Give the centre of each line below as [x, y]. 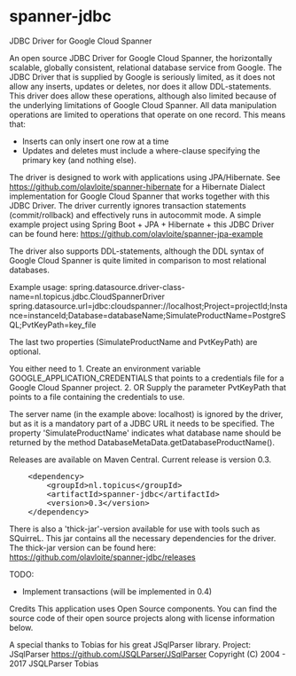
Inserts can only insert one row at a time [95, 141]
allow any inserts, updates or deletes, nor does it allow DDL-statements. [140, 86]
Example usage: [39, 287]
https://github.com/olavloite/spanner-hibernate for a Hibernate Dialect [137, 186]
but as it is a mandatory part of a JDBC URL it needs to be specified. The [142, 423]
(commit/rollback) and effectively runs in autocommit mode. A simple [135, 215]
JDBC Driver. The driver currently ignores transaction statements [128, 205]
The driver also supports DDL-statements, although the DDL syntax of [137, 251]
